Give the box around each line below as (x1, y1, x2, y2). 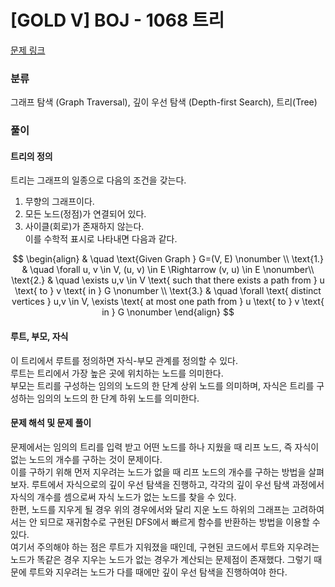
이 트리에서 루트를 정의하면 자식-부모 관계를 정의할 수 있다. (10, 354, 238, 366)
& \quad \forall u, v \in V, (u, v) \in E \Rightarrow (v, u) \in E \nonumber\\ (21, 264, 315, 276)
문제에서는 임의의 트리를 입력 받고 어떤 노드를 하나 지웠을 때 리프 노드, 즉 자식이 (10, 441, 320, 453)
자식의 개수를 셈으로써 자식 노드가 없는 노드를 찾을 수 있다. (10, 491, 237, 503)
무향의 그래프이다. (24, 196, 95, 208)
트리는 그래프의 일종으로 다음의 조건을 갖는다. (10, 174, 187, 186)
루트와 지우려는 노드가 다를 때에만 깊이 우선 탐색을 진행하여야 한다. (28, 566, 288, 578)
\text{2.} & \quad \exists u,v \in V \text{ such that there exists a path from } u (11, 274, 325, 286)
